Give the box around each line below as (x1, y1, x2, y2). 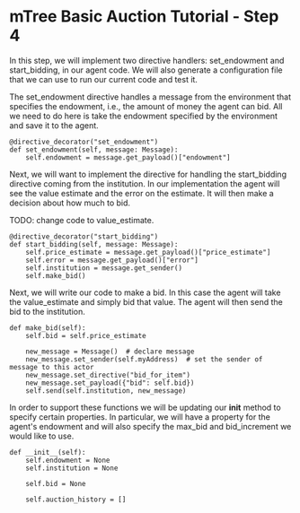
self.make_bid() (25, 271, 87, 280)
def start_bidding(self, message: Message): (9, 239, 179, 248)
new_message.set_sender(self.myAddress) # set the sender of (25, 354, 263, 364)
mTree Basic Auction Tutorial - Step (9, 6, 279, 27)
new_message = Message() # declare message (25, 347, 195, 356)
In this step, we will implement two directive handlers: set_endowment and (9, 55, 285, 65)
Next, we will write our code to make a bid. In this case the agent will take (9, 287, 281, 298)
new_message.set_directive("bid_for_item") (25, 370, 191, 379)
